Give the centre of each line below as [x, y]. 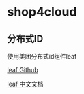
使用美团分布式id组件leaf [42, 56]
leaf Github [23, 70]
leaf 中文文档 [25, 84]
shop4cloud [42, 12]
